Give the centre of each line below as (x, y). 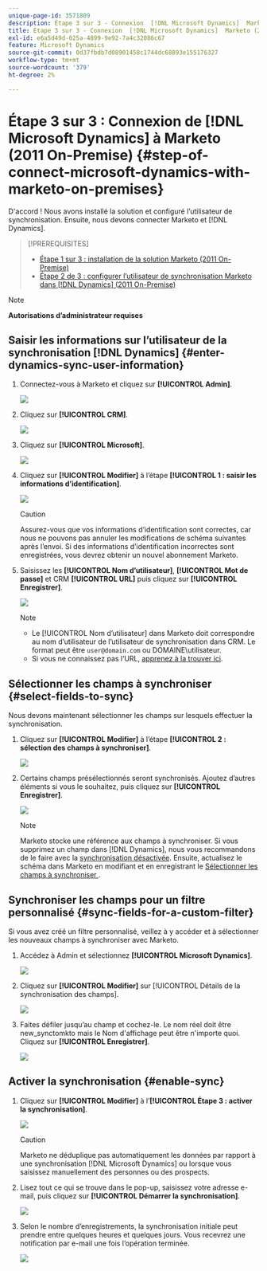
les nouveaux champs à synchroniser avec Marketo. (93, 940)
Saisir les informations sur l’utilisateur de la (118, 340)
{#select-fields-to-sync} (71, 696)
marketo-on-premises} (86, 189)
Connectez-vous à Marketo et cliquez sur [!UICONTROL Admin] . (126, 384)
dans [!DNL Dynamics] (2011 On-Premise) (108, 284)
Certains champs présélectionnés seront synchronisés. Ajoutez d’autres (137, 779)
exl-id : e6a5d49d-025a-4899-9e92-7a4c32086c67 (87, 38)
